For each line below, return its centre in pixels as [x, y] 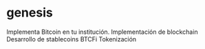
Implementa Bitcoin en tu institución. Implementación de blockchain [102, 32]
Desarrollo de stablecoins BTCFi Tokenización [72, 39]
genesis [30, 13]
